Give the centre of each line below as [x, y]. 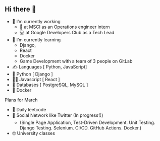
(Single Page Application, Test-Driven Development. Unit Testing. [87, 122]
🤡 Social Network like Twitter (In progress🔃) [58, 115]
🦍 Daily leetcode [29, 109]
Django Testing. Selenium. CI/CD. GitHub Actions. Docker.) [81, 128]
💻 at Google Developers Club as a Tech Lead [67, 32]
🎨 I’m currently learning [36, 40]
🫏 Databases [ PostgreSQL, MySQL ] [50, 85]
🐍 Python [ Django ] [33, 74]
